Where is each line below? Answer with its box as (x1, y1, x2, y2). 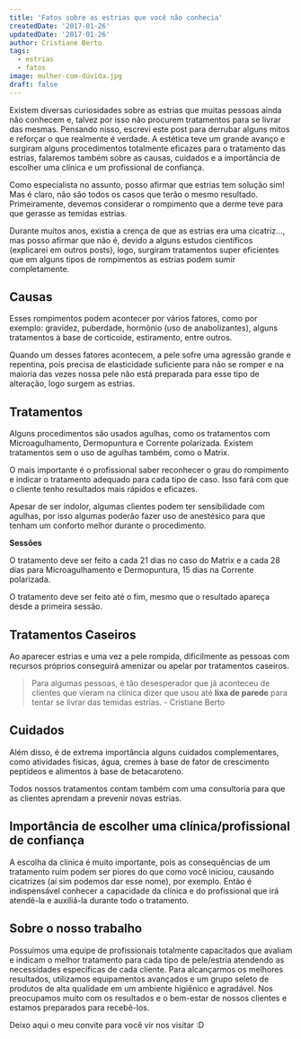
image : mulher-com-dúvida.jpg (9, 72, 123, 81)
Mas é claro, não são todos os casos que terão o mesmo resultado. (9, 189, 259, 199)
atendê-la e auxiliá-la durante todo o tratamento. (9, 894, 190, 905)
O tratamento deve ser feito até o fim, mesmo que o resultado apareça (9, 592, 270, 603)
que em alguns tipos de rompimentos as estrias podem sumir (9, 253, 236, 265)
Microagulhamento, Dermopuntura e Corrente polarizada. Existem (9, 437, 253, 449)
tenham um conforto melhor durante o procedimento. (9, 520, 207, 531)
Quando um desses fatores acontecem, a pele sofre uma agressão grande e (9, 349, 292, 360)
